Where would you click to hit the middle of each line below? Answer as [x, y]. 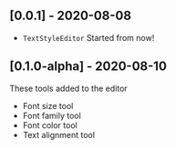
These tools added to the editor [68, 88]
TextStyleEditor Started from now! [88, 37]
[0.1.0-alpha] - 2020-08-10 [88, 67]
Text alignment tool [59, 134]
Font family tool [52, 115]
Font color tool [50, 125]
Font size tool [48, 105]
